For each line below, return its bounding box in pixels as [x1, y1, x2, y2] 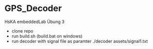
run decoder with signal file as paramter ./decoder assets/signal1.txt [11, 38, 148, 44]
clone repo [11, 28, 34, 34]
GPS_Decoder [4, 3, 62, 14]
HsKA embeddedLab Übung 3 [4, 19, 65, 24]
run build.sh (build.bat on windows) [11, 33, 83, 39]
